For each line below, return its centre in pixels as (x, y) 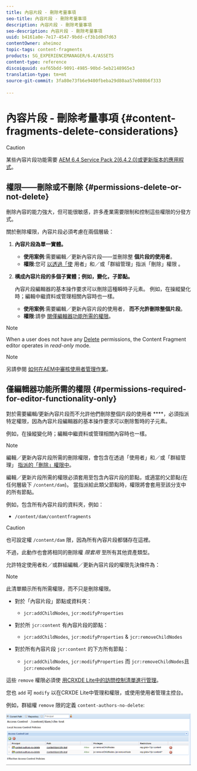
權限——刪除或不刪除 (45, 187)
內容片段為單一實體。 (40, 244)
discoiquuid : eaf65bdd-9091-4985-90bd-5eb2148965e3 (70, 68)
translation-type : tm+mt (36, 74)
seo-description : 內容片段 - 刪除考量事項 (54, 31)
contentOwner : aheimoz (34, 43)
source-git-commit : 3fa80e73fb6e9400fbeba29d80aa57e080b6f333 (84, 81)
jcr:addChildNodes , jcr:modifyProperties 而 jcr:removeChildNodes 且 (106, 661)
